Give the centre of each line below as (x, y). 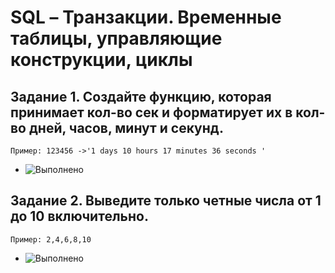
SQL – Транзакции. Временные (146, 17)
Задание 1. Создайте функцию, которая (141, 96)
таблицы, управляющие (116, 38)
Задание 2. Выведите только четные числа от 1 (166, 201)
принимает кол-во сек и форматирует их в (151, 112)
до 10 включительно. (79, 216)
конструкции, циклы (101, 60)
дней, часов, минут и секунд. (126, 127)
